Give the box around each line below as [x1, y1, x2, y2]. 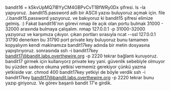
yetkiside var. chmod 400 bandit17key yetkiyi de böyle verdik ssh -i [5, 69, 146, 75]
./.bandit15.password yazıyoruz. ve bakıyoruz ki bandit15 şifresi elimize [5, 15, 153, 21]
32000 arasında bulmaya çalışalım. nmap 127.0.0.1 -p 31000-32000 [5, 26, 146, 32]
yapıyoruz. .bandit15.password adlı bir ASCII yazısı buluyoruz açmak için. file [5, 10, 165, 16]
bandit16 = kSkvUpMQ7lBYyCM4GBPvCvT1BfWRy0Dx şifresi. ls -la [5, 5, 146, 10]
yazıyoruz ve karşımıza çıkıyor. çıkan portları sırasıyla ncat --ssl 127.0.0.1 [5, 32, 156, 37]
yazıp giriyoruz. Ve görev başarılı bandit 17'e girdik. [5, 80, 112, 86]
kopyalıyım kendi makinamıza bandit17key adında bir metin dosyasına [5, 42, 150, 48]
